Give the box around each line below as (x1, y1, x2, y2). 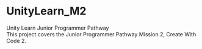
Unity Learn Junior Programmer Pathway (6, 24, 109, 31)
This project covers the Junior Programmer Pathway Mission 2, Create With (6, 30, 197, 38)
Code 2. (6, 37, 26, 44)
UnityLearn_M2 (6, 4, 87, 18)
